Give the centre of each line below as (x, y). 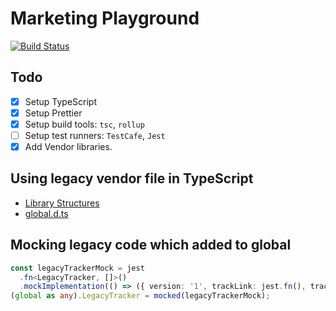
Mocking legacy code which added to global (151, 245)
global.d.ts (46, 213)
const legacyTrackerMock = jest (77, 268)
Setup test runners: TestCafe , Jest (95, 135)
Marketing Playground (105, 18)
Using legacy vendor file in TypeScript (132, 178)
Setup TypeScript (60, 101)
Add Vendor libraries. (68, 146)
